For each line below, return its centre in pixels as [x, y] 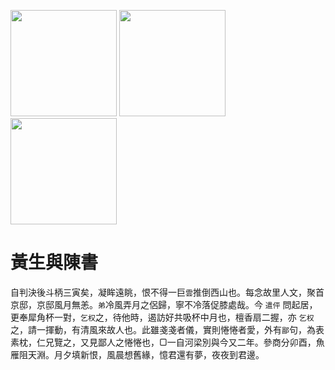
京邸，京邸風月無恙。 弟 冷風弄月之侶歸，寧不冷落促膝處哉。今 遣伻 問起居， [164, 304]
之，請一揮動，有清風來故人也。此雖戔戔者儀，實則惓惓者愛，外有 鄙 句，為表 [167, 329]
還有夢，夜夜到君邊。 [220, 354]
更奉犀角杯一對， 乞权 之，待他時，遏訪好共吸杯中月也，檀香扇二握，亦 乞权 [162, 317]
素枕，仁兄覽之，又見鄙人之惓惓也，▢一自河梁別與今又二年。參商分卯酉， [163, 342]
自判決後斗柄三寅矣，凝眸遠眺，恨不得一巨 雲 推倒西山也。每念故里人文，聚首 [167, 292]
